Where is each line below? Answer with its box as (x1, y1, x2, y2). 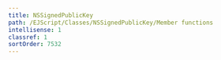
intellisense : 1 (8, 26, 62, 34)
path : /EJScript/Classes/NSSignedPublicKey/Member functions (8, 19, 214, 26)
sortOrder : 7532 (8, 41, 62, 48)
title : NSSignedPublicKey (8, 11, 93, 19)
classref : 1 (8, 33, 47, 41)
